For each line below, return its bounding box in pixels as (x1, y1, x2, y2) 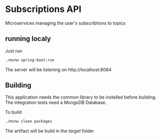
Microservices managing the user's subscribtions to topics (5, 20, 126, 26)
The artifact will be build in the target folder (5, 128, 94, 134)
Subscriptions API (5, 3, 82, 15)
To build (5, 109, 22, 115)
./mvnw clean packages (5, 119, 52, 124)
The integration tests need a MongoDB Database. (5, 99, 107, 105)
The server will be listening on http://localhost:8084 (5, 66, 112, 72)
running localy (5, 34, 51, 43)
